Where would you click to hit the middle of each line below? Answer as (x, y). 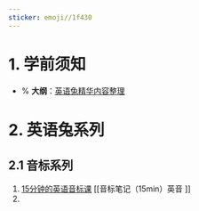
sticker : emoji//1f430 (50, 17)
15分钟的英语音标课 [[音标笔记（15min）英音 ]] (106, 189)
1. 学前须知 (47, 64)
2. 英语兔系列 (56, 130)
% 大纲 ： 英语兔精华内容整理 (73, 91)
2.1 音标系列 (41, 166)
